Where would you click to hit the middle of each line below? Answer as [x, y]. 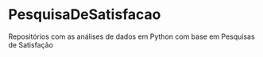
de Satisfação [31, 44]
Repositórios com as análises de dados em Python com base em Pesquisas [132, 36]
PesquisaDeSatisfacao [85, 15]
